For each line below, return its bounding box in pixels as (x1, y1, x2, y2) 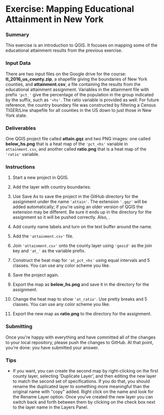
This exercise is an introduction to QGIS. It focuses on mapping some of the (5, 43, 158, 48)
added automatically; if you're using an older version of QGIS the (12, 204, 143, 210)
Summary (5, 31, 30, 38)
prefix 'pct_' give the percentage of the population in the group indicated (5, 91, 154, 97)
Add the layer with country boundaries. (12, 184, 92, 190)
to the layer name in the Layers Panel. (12, 404, 89, 410)
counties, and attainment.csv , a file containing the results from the (5, 81, 141, 87)
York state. (5, 112, 27, 118)
